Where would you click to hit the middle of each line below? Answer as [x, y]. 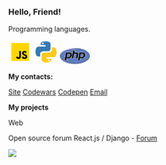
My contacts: [31, 77]
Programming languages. [50, 29]
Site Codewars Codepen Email [58, 92]
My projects [29, 107]
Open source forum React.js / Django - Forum [83, 138]
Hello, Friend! [35, 12]
